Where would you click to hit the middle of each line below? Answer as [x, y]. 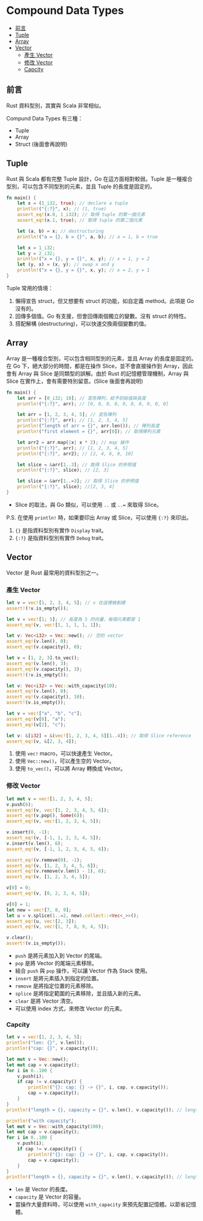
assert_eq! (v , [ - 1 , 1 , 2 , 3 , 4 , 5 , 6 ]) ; [58, 849]
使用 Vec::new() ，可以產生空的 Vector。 [65, 761]
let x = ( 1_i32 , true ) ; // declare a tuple [73, 203]
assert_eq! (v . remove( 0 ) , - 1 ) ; [44, 860]
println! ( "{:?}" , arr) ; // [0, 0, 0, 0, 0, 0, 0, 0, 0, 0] [93, 404]
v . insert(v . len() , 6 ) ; [35, 843]
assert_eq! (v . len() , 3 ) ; [37, 663]
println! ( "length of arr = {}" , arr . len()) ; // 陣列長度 [89, 426]
